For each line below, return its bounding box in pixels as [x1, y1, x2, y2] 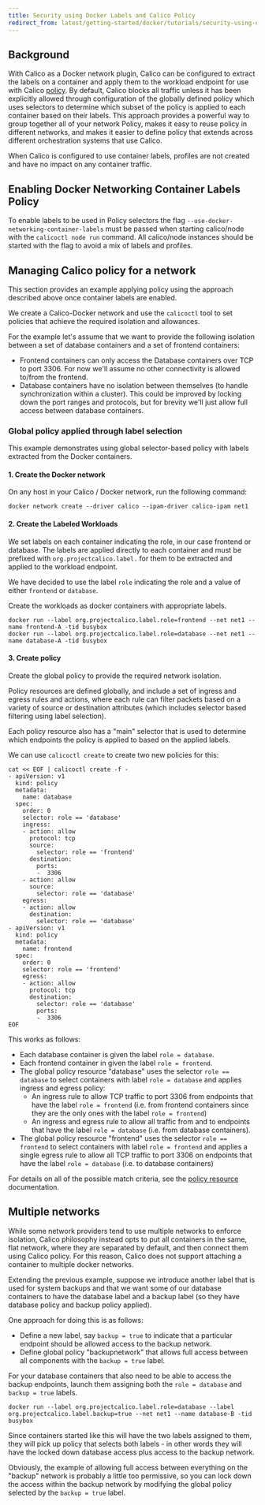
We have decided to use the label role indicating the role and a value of [8, 577, 241, 587]
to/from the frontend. [19, 372, 88, 382]
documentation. [8, 1182, 60, 1191]
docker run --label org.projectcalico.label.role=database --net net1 [8, 630, 245, 638]
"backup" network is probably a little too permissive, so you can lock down [8, 1471, 252, 1481]
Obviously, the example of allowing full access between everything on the [8, 1462, 248, 1472]
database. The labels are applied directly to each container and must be [8, 545, 242, 554]
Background [8, 48, 69, 61]
